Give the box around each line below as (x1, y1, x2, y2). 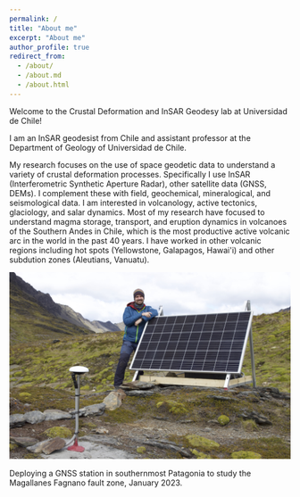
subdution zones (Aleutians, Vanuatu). (9, 254, 150, 265)
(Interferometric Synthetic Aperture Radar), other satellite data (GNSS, (9, 178, 268, 189)
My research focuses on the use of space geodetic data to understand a (9, 159, 276, 170)
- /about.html (17, 80, 70, 89)
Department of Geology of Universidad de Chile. (9, 142, 187, 153)
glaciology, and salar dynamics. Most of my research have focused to (9, 206, 265, 218)
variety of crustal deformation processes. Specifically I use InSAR (9, 169, 251, 179)
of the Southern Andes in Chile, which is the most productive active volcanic (9, 226, 290, 236)
